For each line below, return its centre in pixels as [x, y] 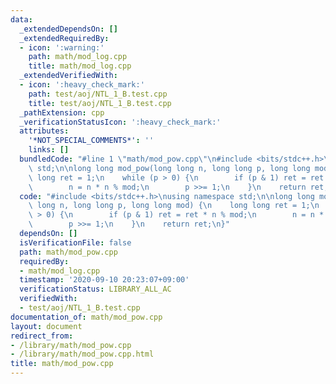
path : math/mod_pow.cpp [68, 252]
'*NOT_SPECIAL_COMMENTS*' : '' [91, 141]
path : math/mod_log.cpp [78, 57]
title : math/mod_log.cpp [80, 66]
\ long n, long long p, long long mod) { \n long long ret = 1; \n [174, 206]
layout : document [46, 326]
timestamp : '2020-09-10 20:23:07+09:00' [104, 280]
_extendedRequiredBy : [64, 38]
